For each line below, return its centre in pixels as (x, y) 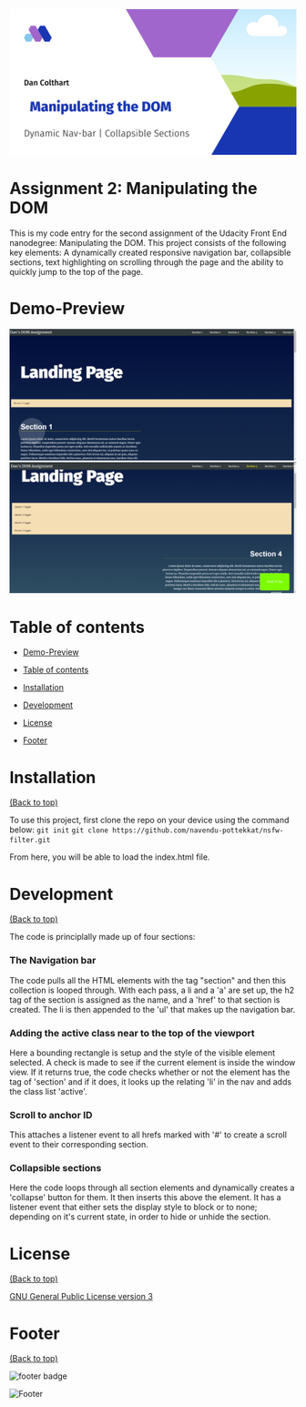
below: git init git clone (59, 830)
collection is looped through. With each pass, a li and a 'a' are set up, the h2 (152, 990)
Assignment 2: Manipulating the (133, 189)
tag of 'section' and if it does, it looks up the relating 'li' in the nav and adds (151, 1081)
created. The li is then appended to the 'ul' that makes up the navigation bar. (153, 1009)
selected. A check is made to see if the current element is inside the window (153, 1062)
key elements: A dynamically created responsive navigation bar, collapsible (150, 252)
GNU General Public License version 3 (81, 1297)
